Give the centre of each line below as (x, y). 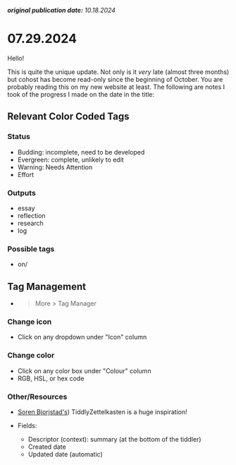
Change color (31, 356)
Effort (26, 174)
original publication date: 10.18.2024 (62, 10)
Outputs (22, 193)
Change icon (30, 322)
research (30, 223)
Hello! (16, 58)
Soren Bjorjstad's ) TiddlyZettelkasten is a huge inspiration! (103, 411)
